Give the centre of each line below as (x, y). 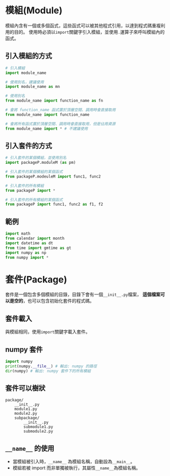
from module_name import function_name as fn (54, 101)
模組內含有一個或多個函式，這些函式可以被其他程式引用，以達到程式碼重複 (83, 26)
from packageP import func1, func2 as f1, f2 (54, 205)
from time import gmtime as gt (38, 248)
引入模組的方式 (29, 56)
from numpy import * (27, 257)
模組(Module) (34, 10)
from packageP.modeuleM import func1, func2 (53, 177)
